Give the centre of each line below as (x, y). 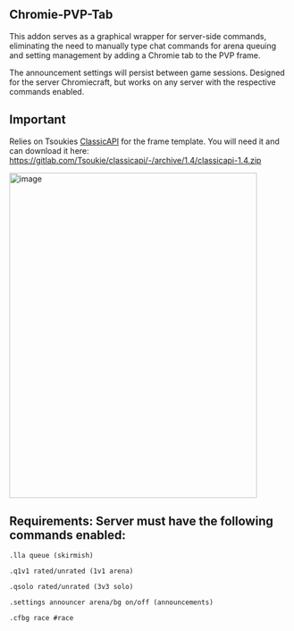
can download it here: (49, 150)
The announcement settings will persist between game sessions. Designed (147, 72)
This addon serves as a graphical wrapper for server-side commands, (138, 36)
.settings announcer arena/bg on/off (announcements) (112, 602)
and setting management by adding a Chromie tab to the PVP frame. (135, 55)
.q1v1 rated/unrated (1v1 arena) (71, 571)
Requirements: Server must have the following (142, 522)
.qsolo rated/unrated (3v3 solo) (71, 587)
